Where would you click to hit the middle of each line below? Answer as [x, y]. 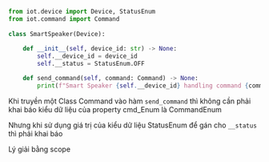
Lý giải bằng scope [39, 149]
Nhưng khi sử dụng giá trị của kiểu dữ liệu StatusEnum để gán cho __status [133, 125]
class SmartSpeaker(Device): [57, 34]
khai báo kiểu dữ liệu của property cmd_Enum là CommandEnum [115, 109]
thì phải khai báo [36, 133]
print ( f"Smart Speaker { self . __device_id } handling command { [143, 85]
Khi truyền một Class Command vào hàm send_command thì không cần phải [130, 101]
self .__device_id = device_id [87, 56]
